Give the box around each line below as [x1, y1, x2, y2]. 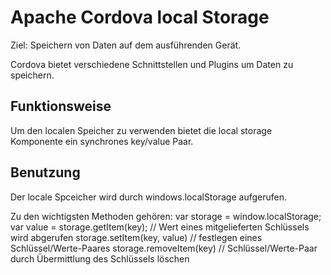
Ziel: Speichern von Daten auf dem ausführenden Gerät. [10, 39, 242, 51]
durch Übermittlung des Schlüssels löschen [10, 252, 190, 265]
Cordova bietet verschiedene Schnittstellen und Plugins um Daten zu [10, 58, 294, 70]
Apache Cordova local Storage [10, 6, 270, 29]
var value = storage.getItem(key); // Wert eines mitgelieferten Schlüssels [10, 221, 310, 233]
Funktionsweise [10, 98, 112, 115]
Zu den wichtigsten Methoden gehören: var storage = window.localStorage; [10, 210, 322, 222]
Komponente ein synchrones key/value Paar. [10, 135, 194, 147]
